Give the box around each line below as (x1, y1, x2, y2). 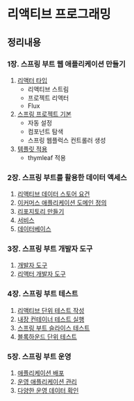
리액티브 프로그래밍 (7, 6, 111, 22)
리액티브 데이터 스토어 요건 (17, 190, 90, 198)
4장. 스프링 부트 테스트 (7, 289, 78, 299)
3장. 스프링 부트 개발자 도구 (7, 244, 93, 254)
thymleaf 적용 (27, 153, 66, 161)
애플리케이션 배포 (17, 369, 65, 377)
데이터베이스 (17, 225, 52, 233)
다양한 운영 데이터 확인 (17, 386, 79, 395)
